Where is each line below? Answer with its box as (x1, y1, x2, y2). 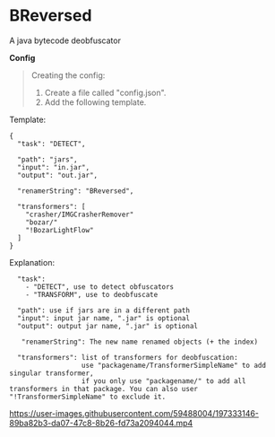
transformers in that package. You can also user (9, 384, 199, 393)
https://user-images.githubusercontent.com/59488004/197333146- (9, 407, 260, 418)
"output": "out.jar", (17, 170, 99, 179)
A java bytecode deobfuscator (9, 35, 121, 46)
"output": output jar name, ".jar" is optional (17, 321, 199, 330)
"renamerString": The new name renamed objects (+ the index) (21, 337, 258, 346)
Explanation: (9, 257, 56, 267)
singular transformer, (9, 369, 94, 378)
